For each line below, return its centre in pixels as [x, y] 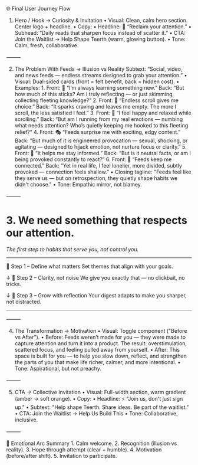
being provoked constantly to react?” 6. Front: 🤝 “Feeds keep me [93, 159]
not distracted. [24, 302]
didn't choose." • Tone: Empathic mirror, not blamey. [78, 184]
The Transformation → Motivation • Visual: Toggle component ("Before [101, 330]
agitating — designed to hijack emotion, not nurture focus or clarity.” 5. [100, 147]
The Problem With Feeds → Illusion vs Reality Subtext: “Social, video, [98, 69]
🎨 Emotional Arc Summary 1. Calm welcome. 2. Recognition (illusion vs [92, 443]
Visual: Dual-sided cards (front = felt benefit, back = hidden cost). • [97, 81]
